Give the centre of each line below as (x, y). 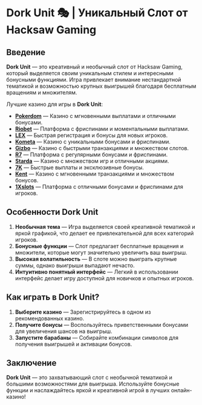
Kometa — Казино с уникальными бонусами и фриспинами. (93, 142)
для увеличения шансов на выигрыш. (64, 331)
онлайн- (181, 390)
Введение (26, 52)
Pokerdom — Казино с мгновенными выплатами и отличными (96, 116)
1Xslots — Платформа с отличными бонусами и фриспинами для (99, 187)
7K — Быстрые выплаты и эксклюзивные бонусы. (79, 167)
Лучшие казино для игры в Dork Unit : (55, 104)
